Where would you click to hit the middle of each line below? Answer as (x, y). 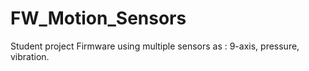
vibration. (30, 56)
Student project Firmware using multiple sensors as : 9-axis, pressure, (155, 46)
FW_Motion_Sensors (98, 18)
